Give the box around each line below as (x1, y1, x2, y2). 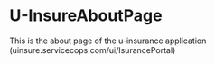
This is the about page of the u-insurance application (9, 35, 207, 46)
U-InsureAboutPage (9, 5, 163, 26)
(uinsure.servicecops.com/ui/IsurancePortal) (9, 44, 176, 55)
